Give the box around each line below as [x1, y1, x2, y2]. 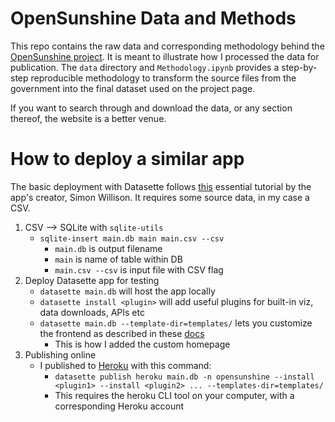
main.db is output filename [54, 242, 163, 254]
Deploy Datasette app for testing [24, 274, 160, 286]
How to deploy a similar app [10, 148, 245, 171]
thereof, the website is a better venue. [10, 112, 167, 124]
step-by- [281, 61, 318, 73]
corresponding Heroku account [54, 400, 185, 412]
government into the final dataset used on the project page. [10, 82, 256, 94]
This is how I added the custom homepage [54, 338, 231, 350]
